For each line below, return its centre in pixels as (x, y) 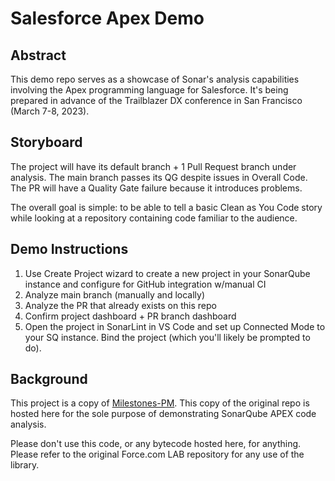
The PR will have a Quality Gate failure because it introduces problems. (156, 188)
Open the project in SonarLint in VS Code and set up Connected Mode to (175, 326)
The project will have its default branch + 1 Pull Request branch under (153, 166)
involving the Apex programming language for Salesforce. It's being (149, 90)
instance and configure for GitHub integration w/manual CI (145, 284)
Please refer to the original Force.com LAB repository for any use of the (157, 454)
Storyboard (46, 142)
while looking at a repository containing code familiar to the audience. (154, 218)
